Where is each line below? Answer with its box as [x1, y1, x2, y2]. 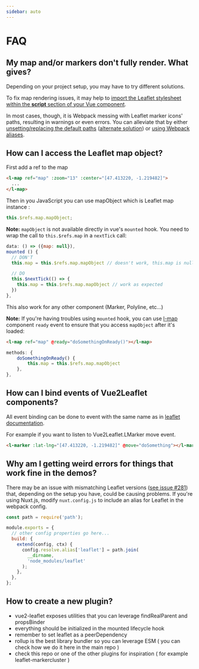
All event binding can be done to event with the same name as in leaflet [6, 413, 181, 420]
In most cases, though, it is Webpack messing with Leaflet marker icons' [6, 112, 183, 119]
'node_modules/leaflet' [27, 558, 86, 564]
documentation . [6, 419, 45, 426]
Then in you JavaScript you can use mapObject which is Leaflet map [6, 197, 174, 205]
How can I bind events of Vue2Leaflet [6, 388, 147, 398]
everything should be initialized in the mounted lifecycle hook [14, 625, 165, 632]
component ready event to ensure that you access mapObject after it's [6, 321, 175, 328]
